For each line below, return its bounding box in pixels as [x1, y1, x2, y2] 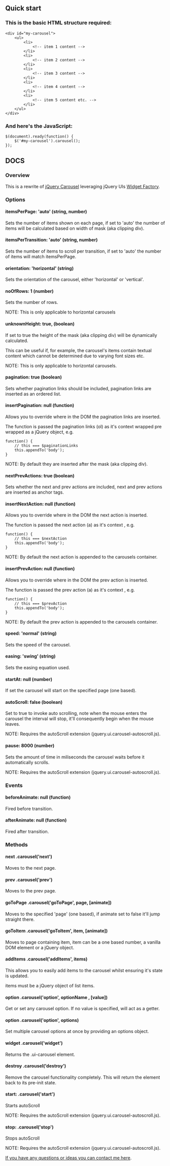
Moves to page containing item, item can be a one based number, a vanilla [5, 939, 161, 945]
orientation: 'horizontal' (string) [5, 265, 74, 271]
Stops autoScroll [5, 1135, 40, 1141]
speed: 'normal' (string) [5, 630, 57, 636]
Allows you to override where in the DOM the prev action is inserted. [5, 577, 148, 583]
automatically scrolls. [5, 759, 50, 765]
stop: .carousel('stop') [5, 1124, 54, 1130]
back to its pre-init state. [5, 1079, 57, 1085]
